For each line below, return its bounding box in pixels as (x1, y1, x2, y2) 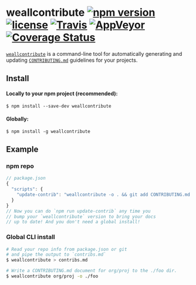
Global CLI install (6, 233, 56, 241)
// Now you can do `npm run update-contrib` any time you (6, 208, 151, 214)
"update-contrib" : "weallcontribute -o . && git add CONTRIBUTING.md (16, 192, 191, 198)
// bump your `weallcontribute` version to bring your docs (6, 213, 157, 220)
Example (6, 145, 39, 155)
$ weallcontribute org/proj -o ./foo (6, 273, 99, 279)
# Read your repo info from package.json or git (6, 246, 127, 252)
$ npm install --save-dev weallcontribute (6, 103, 111, 109)
